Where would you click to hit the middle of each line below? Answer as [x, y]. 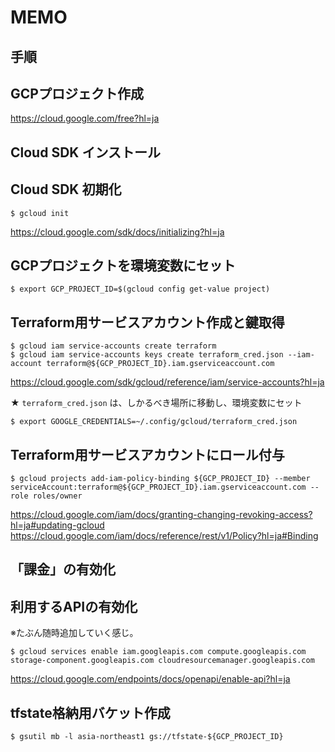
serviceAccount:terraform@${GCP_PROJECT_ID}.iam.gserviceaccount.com [158, 487]
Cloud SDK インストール [85, 152]
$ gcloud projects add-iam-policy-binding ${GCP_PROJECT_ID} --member [160, 479]
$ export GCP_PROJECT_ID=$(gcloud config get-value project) [140, 289]
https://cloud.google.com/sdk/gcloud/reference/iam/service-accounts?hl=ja [167, 382]
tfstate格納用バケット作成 [90, 712]
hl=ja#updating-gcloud [57, 525]
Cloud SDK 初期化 [66, 189]
